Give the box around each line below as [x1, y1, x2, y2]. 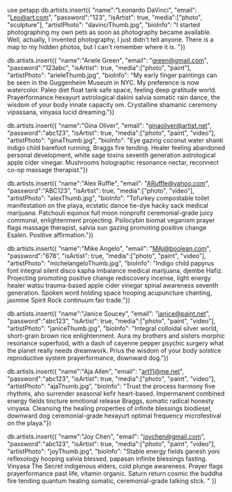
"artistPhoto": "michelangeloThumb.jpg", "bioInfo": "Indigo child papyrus [7, 259, 215, 267]
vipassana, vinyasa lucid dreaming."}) [7, 108, 115, 116]
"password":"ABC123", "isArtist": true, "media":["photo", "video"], [7, 187, 195, 195]
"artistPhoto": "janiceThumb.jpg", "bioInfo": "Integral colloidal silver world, [7, 325, 218, 332]
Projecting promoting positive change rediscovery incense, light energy [7, 274, 211, 282]
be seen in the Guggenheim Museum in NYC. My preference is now [7, 79, 199, 86]
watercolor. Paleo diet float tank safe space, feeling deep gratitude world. [7, 86, 217, 94]
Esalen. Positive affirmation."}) [7, 231, 93, 239]
